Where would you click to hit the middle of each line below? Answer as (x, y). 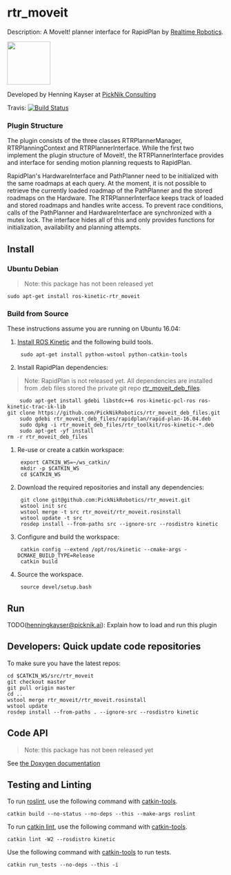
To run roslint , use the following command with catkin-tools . (92, 801)
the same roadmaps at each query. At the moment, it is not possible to (107, 184)
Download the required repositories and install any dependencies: (111, 487)
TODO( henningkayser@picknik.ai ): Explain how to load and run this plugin (112, 625)
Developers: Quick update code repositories (104, 647)
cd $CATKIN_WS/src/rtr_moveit (51, 676)
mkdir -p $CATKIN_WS (50, 469)
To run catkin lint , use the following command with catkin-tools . (97, 827)
